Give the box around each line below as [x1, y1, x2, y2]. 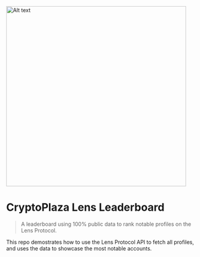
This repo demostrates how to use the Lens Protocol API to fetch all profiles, [6, 238, 195, 246]
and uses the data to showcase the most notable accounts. [6, 244, 152, 252]
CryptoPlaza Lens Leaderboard [6, 201, 165, 214]
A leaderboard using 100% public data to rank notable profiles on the [20, 220, 192, 228]
